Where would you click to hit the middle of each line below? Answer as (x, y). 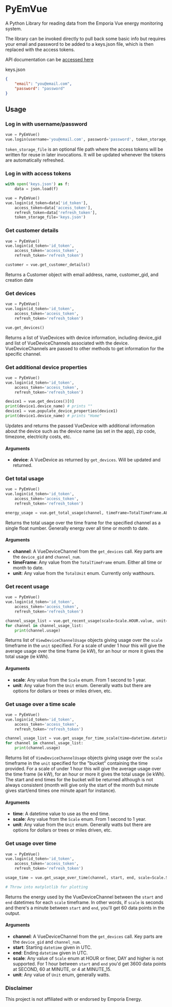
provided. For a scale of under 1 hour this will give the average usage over (83, 769)
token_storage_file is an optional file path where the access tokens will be (84, 149)
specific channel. (24, 354)
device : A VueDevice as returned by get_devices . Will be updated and (87, 460)
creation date (19, 280)
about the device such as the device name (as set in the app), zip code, (81, 431)
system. (14, 28)
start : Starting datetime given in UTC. (52, 947)
